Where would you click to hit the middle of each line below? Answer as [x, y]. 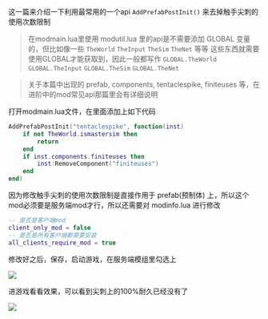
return [48, 141]
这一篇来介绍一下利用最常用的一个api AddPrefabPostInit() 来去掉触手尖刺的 [133, 12]
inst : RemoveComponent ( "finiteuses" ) [98, 164]
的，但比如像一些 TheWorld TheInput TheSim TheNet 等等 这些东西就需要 [144, 49]
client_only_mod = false [50, 228]
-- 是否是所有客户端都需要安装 [53, 235]
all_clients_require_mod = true [62, 243]
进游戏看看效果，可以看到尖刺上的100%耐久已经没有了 [98, 291]
